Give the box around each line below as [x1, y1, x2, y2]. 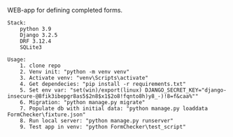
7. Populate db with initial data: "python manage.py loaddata [20, 105, 209, 112]
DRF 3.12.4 [20, 38, 52, 45]
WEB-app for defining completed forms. [7, 6, 123, 14]
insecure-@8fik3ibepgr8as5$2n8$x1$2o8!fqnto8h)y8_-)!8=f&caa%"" [7, 93, 199, 100]
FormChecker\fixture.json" [7, 111, 86, 118]
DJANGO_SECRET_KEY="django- [144, 87, 227, 94]
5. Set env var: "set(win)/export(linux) [20, 87, 142, 94]
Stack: [7, 20, 27, 27]
